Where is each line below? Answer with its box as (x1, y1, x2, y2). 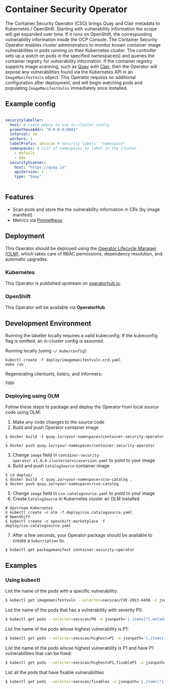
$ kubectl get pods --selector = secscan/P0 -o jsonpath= (5, 617, 125, 622)
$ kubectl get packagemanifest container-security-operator (5, 548, 135, 553)
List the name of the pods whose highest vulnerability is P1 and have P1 (5, 645, 154, 651)
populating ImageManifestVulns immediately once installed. (5, 85, 128, 91)
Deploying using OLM (5, 392, 59, 399)
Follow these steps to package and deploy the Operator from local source (5, 404, 159, 410)
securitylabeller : (5, 118, 44, 123)
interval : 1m (10, 132, 37, 137)
